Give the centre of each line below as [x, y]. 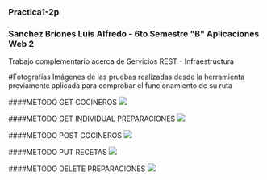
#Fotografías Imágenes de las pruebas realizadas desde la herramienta [127, 77]
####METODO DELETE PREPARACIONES [77, 169]
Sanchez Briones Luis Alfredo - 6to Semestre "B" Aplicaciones [134, 33]
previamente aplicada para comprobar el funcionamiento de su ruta [120, 86]
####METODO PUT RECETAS [58, 153]
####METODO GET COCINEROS [63, 103]
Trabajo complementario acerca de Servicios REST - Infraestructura [121, 61]
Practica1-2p [34, 12]
